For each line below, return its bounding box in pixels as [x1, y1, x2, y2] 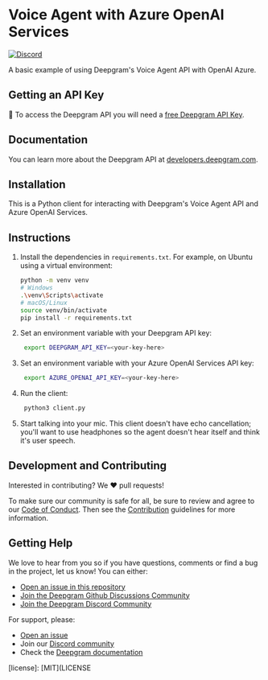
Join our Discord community [19, 638, 115, 649]
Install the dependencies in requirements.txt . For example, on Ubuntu [19, 252, 254, 262]
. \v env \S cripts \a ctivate [19, 291, 104, 299]
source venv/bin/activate [19, 306, 107, 315]
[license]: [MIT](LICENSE [8, 662, 91, 673]
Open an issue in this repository [19, 582, 126, 591]
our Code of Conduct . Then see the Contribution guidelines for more [8, 505, 236, 514]
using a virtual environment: [19, 261, 113, 270]
